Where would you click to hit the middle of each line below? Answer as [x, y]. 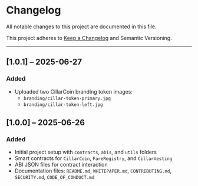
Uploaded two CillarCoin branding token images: [73, 91]
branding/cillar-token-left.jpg [63, 104]
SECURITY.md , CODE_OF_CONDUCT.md [55, 177]
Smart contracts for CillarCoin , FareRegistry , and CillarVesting [93, 158]
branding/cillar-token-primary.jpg [67, 98]
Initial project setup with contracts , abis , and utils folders [86, 152]
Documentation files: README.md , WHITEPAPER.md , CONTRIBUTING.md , [93, 171]
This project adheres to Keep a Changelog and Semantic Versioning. [89, 38]
